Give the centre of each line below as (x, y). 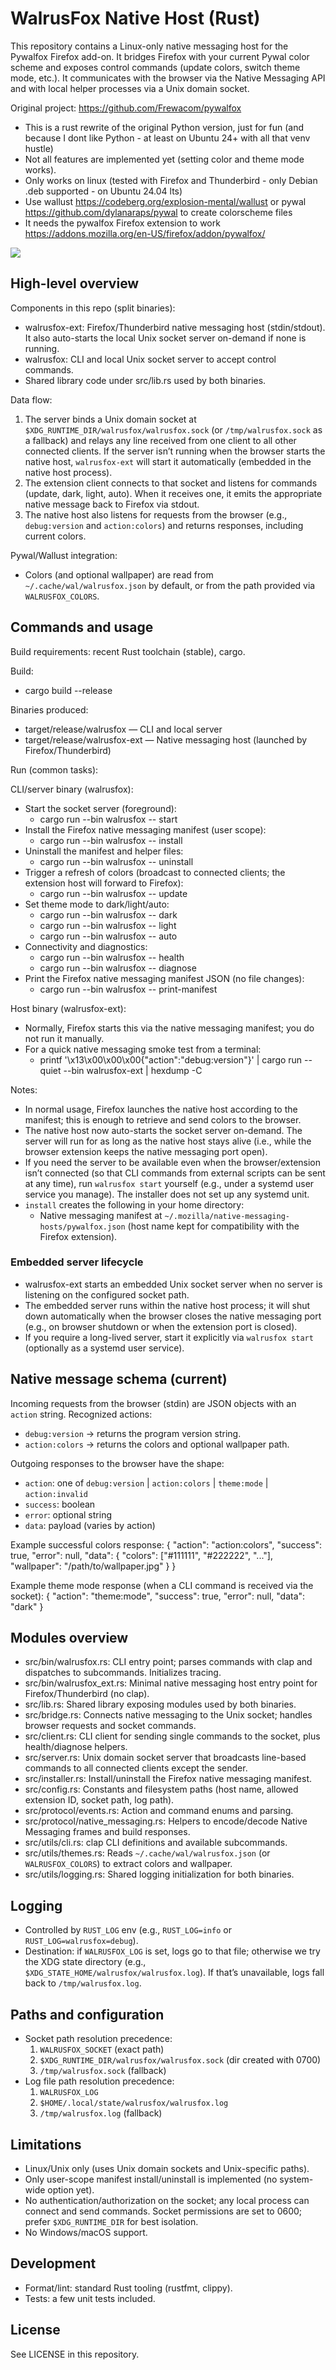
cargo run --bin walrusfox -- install (111, 840)
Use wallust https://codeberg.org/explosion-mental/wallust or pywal (165, 201)
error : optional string (68, 1514)
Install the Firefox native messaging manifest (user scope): (145, 829)
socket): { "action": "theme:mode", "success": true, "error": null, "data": (158, 1596)
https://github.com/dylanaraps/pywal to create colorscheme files (158, 212)
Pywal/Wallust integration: (64, 555)
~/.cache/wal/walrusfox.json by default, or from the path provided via (170, 585)
